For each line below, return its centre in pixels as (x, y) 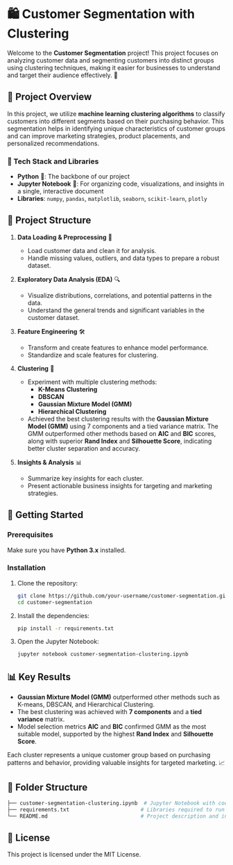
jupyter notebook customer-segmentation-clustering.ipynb (103, 654)
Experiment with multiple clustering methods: (92, 382)
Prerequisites (30, 535)
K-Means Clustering (68, 389)
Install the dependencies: (53, 615)
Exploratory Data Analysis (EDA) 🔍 (69, 279)
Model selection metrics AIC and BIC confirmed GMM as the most (112, 727)
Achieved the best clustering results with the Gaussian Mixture (118, 419)
